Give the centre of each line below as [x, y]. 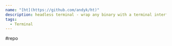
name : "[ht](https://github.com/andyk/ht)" [52, 10]
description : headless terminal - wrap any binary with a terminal [79, 15]
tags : [11, 19]
